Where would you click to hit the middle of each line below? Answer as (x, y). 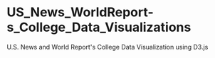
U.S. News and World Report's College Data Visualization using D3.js (107, 47)
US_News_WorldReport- (80, 12)
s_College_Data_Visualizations (99, 27)
